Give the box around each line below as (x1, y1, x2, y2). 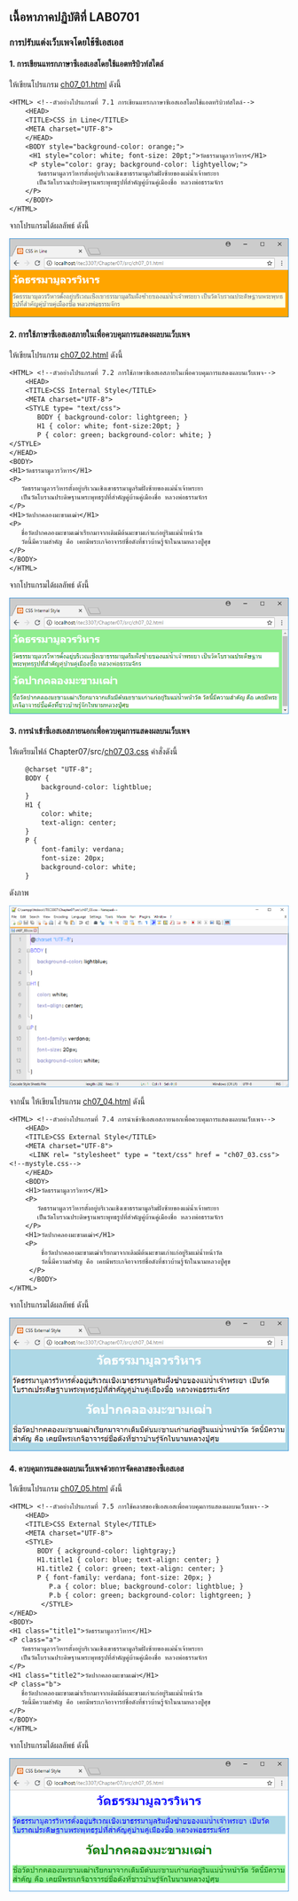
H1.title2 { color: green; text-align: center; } (36, 1564, 224, 1574)
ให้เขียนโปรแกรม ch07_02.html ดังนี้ (9, 349, 123, 361)
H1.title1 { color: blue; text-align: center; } (36, 1555, 220, 1565)
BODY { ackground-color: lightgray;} (36, 1546, 176, 1556)
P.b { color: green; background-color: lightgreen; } (48, 1591, 252, 1601)
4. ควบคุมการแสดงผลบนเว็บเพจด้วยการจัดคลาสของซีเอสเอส (9, 1463, 184, 1474)
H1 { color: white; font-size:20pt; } (36, 422, 180, 431)
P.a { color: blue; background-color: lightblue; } (48, 1582, 244, 1592)
